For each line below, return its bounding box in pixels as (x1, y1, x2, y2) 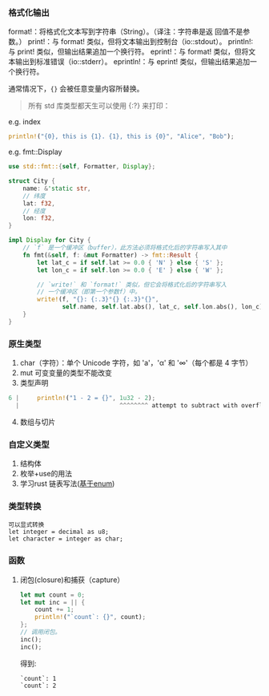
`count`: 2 (19, 682, 57, 690)
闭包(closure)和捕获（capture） (19, 575, 125, 585)
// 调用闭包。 (19, 628, 62, 637)
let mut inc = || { (19, 598, 86, 606)
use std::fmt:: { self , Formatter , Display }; (8, 163, 156, 171)
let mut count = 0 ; (19, 591, 86, 599)
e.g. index (8, 117, 42, 127)
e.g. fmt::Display (8, 147, 62, 157)
